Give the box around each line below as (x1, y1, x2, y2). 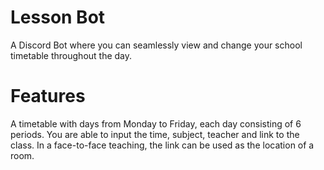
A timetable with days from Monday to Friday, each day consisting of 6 (10, 117, 302, 130)
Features (10, 85, 86, 108)
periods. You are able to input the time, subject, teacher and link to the (10, 128, 300, 140)
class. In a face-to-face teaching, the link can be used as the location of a (10, 139, 315, 151)
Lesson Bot (10, 6, 106, 29)
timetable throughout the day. (10, 49, 133, 61)
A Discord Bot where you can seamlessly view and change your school (10, 39, 303, 51)
